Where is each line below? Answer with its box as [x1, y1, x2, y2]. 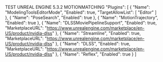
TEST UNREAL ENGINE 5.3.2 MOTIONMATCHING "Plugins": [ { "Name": [5, 4, 150, 10]
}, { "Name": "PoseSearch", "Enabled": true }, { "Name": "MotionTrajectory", [5, 15, 159, 20]
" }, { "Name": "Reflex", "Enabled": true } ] [52, 51, 136, 57]
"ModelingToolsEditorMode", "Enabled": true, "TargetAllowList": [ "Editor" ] [5, 9, 157, 15]
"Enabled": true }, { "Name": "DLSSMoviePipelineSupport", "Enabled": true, [5, 20, 157, 26]
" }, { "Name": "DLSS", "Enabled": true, [52, 41, 131, 46]
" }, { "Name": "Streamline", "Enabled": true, [52, 31, 141, 36]
